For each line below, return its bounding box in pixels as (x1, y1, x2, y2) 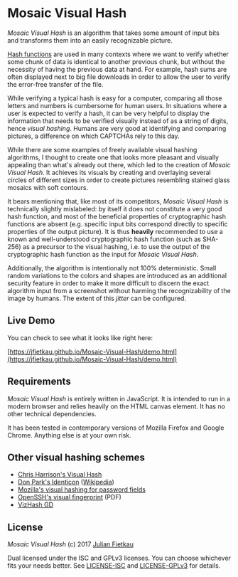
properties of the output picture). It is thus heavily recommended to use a (7, 227, 224, 235)
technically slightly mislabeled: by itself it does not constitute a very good (7, 204, 222, 213)
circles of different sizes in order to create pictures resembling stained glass (7, 176, 230, 184)
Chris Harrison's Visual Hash (17, 470, 102, 479)
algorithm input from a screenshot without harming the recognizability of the (7, 286, 231, 295)
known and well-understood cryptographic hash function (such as (7, 235, 201, 243)
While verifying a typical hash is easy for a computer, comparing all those (7, 94, 222, 102)
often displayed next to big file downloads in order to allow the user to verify (7, 73, 231, 81)
